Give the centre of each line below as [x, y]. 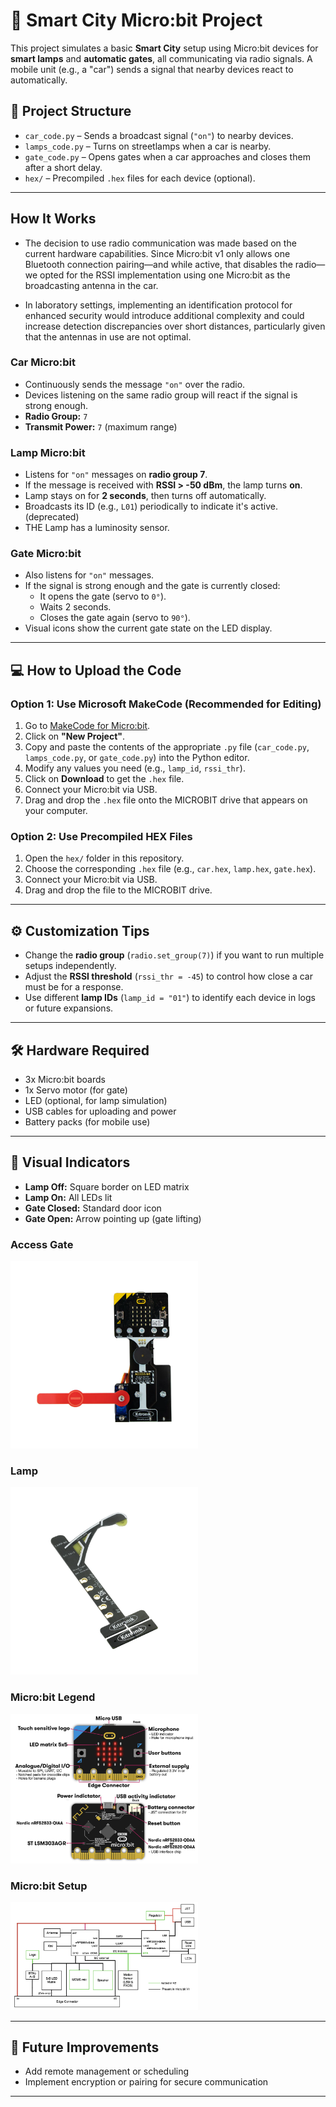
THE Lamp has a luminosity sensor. [97, 528]
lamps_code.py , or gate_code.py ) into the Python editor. [137, 758]
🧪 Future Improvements [85, 2047]
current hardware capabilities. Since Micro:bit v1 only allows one [157, 253]
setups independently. [70, 966]
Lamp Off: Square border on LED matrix [107, 1186]
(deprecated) [52, 517]
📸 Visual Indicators [70, 1162]
